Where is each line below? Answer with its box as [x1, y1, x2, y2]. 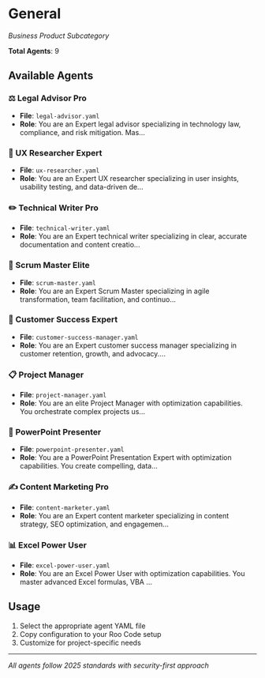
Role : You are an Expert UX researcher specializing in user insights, [19, 173, 239, 183]
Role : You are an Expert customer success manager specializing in [19, 341, 237, 350]
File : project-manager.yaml [19, 390, 107, 400]
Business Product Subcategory [8, 31, 110, 40]
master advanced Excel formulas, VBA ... [19, 578, 152, 586]
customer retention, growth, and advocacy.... [19, 348, 166, 358]
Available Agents [8, 69, 94, 83]
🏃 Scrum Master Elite [8, 260, 90, 271]
